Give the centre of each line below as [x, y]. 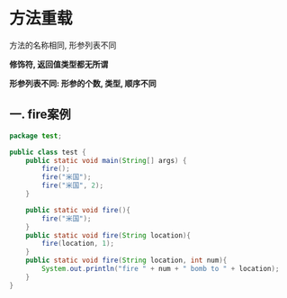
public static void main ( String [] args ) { [106, 160]
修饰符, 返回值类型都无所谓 [59, 64]
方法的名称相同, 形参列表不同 [63, 45]
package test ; [36, 136]
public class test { [48, 152]
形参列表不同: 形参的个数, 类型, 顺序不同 [83, 83]
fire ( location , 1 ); [78, 244]
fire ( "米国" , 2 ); [73, 185]
